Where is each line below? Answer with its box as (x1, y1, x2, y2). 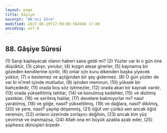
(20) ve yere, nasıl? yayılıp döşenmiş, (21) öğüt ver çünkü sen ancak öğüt (5, 106, 157, 112)
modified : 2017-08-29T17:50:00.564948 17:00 (5, 21, 100, 27)
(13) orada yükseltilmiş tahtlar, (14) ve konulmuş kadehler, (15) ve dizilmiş (5, 90, 156, 96)
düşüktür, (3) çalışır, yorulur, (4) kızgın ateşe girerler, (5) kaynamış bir (5, 63, 148, 69)
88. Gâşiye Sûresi (5, 45, 62, 53)
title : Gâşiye (5, 12, 35, 17)
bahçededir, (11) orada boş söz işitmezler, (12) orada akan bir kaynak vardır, (5, 84, 161, 90)
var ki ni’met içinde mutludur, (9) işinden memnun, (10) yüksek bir (5, 79, 141, 85)
